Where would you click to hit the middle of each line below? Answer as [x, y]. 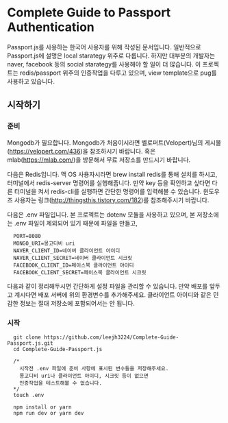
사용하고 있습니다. [31, 81]
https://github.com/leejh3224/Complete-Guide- [111, 337]
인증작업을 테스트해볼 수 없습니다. [61, 383]
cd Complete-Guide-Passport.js [58, 349]
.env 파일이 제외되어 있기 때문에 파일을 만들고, [76, 223]
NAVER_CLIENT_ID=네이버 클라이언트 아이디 [67, 251]
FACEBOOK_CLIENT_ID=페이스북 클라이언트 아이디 [74, 265]
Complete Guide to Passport [89, 13]
